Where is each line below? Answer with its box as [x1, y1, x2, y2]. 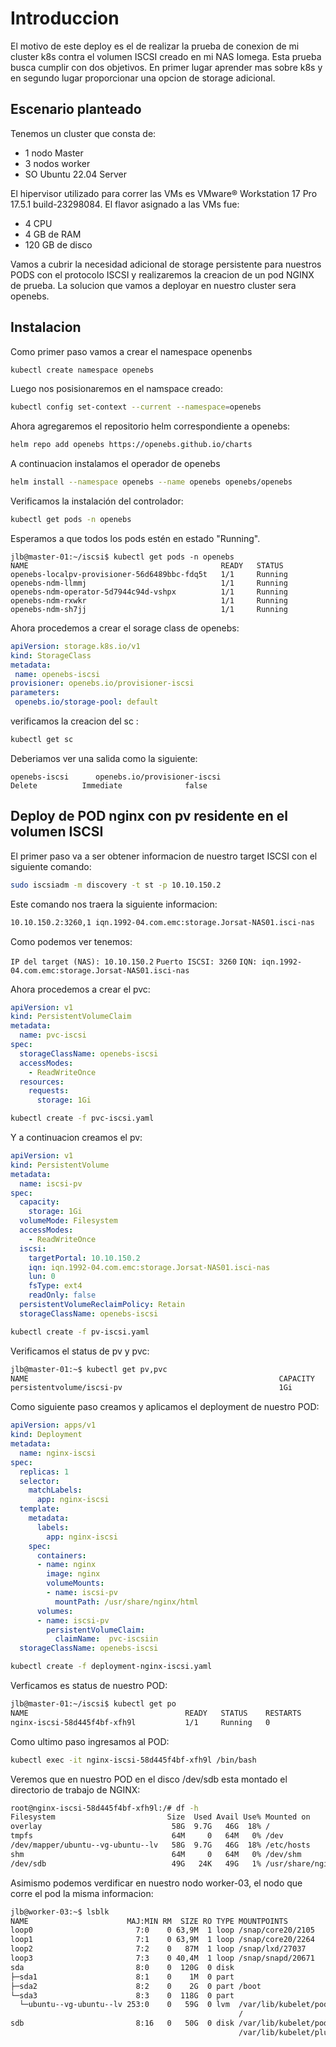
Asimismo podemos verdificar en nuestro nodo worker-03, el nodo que [10, 1877, 303, 1889]
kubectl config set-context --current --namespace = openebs [10, 402, 262, 412]
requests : [28, 1086, 70, 1096]
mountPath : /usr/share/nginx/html [54, 1597, 199, 1607]
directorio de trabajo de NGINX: [10, 1783, 141, 1796]
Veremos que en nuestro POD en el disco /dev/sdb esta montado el [10, 1773, 288, 1785]
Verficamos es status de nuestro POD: [10, 1680, 168, 1691]
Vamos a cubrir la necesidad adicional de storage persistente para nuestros [10, 258, 322, 270]
